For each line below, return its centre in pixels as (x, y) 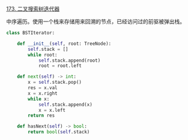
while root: (43, 55)
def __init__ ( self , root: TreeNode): (64, 44)
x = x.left (52, 110)
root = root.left (60, 66)
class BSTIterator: (31, 33)
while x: (39, 99)
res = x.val (43, 88)
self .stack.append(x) (65, 104)
